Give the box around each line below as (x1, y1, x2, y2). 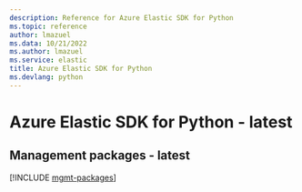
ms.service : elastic (9, 56, 88, 65)
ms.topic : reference (9, 22, 88, 31)
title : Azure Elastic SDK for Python (9, 65, 153, 74)
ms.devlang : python (9, 73, 84, 82)
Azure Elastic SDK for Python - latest (9, 111, 293, 132)
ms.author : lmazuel (9, 47, 84, 56)
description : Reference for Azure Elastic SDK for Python (9, 13, 234, 23)
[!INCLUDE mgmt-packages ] (9, 172, 116, 183)
